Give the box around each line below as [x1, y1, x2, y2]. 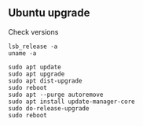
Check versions [8, 27, 59, 36]
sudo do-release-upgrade [8, 104, 90, 113]
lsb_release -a [8, 43, 58, 50]
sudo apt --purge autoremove [8, 91, 104, 98]
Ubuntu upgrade [8, 6, 90, 20]
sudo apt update [8, 63, 61, 71]
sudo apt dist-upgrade [8, 76, 82, 85]
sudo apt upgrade [8, 70, 65, 78]
